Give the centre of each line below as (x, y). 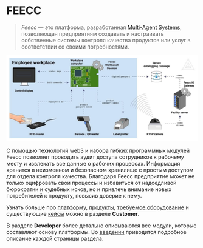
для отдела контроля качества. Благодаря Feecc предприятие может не (101, 176)
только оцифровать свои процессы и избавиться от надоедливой (91, 183)
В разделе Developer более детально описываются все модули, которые (101, 226)
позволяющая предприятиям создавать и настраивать (92, 33)
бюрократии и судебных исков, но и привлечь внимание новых (89, 189)
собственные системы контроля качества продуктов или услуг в (106, 40)
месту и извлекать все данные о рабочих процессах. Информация (93, 164)
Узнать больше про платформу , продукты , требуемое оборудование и (98, 207)
